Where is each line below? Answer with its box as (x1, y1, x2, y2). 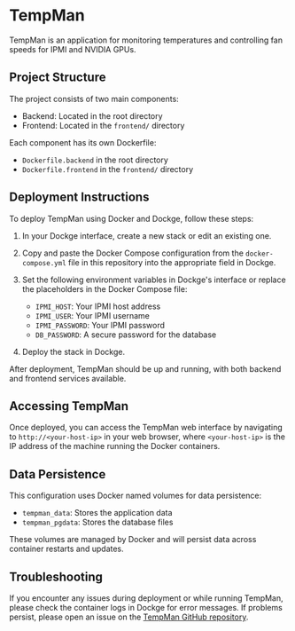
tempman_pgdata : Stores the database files (21, 517, 174, 528)
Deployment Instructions (9, 190, 150, 205)
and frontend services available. (9, 373, 127, 383)
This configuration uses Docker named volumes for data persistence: (9, 490, 262, 501)
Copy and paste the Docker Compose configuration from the (21, 248, 244, 258)
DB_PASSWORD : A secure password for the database (35, 329, 217, 340)
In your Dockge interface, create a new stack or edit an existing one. (21, 230, 272, 241)
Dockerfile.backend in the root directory (21, 154, 168, 165)
